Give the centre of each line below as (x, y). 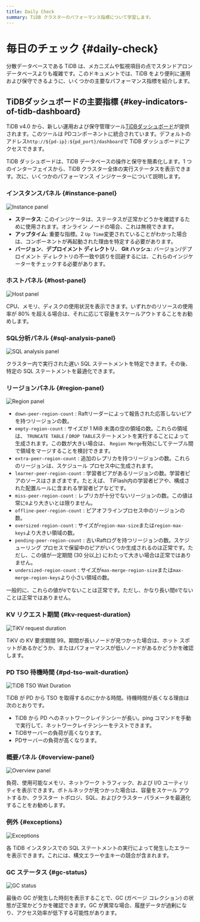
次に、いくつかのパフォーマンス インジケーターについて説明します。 (100, 176)
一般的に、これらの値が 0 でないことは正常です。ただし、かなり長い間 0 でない (100, 590)
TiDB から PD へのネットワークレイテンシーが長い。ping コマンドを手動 (103, 718)
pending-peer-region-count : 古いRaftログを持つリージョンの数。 (94, 541)
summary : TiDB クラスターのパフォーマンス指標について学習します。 (80, 17)
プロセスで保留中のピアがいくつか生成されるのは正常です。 (115, 548)
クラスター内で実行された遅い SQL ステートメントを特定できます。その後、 (99, 364)
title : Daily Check (30, 12)
